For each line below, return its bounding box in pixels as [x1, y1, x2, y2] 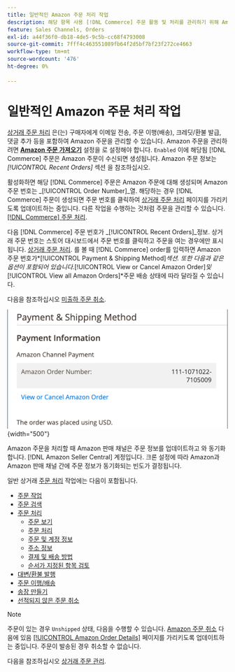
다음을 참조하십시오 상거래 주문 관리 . [7, 657, 106, 666]
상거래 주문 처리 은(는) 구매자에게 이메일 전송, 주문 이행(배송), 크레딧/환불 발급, [7, 128, 222, 136]
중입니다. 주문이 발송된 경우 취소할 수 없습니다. [14, 642, 142, 650]
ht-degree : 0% [7, 63, 49, 70]
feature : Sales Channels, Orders [7, 26, 105, 33]
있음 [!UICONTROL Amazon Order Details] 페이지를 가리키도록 [20, 634, 195, 642]
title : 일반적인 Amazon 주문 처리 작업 [7, 11, 109, 18]
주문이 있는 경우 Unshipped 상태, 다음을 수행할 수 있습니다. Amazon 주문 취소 [7, 624, 217, 633]
